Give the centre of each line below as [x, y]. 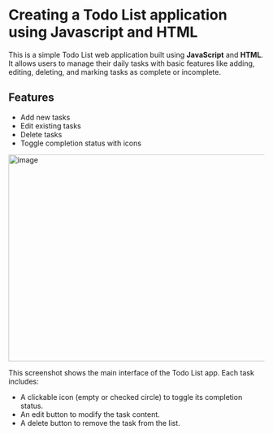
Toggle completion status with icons [81, 143]
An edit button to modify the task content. [90, 414]
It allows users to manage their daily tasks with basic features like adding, [132, 63]
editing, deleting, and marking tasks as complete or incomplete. [115, 72]
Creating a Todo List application [118, 15]
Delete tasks [41, 134]
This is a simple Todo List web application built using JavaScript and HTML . [136, 54]
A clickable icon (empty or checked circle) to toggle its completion [131, 397]
